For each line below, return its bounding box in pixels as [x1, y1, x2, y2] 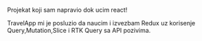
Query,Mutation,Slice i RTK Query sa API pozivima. [7, 27, 151, 34]
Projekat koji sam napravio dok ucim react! [7, 6, 128, 14]
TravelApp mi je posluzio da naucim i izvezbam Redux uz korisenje [7, 19, 196, 27]
